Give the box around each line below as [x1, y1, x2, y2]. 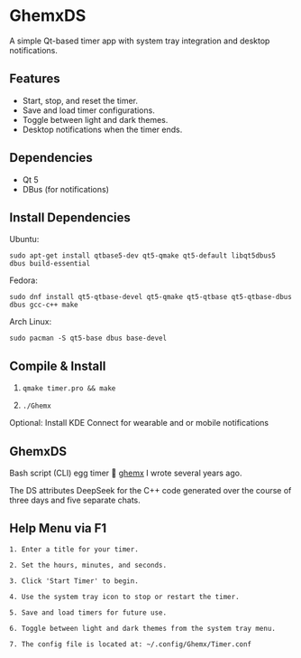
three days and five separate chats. [9, 494, 141, 505]
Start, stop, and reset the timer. [22, 95, 138, 106]
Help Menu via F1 [9, 521, 107, 536]
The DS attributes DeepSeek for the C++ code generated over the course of [9, 485, 292, 495]
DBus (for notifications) [22, 183, 110, 194]
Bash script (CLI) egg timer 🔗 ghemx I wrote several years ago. [9, 467, 242, 478]
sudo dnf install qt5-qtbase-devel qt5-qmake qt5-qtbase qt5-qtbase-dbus [9, 293, 293, 302]
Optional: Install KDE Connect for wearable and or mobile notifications [9, 418, 269, 428]
